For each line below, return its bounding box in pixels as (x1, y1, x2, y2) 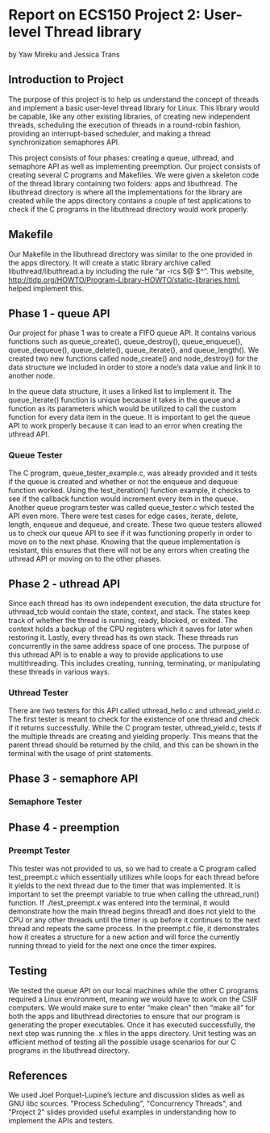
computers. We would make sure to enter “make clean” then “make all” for (8, 1002, 255, 1012)
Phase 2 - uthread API (8, 577, 121, 591)
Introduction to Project (8, 73, 124, 86)
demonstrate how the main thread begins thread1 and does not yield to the (8, 906, 256, 916)
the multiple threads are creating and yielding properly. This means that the (8, 731, 259, 741)
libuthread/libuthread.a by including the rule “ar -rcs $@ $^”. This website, (8, 266, 255, 276)
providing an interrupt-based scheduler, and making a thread (8, 128, 211, 138)
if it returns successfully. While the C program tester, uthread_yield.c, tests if (8, 722, 262, 732)
